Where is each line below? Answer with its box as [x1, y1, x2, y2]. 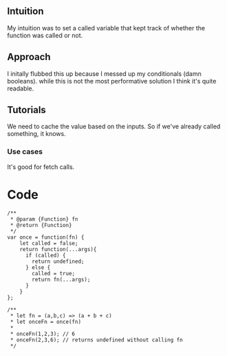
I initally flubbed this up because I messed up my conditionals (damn [7, 69, 202, 78]
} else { [25, 264, 51, 271]
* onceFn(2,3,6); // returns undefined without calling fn [10, 336, 184, 344]
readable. [7, 84, 34, 92]
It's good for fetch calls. [7, 162, 75, 171]
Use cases [7, 147, 43, 157]
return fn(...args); [32, 276, 91, 283]
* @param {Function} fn [10, 215, 78, 223]
